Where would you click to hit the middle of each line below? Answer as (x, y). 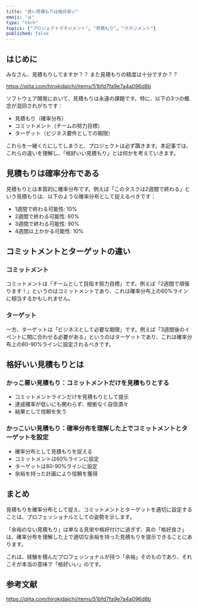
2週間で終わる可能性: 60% (47, 216)
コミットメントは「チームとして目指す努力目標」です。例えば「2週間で (93, 284)
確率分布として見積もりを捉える (53, 451)
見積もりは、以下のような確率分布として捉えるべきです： (86, 196)
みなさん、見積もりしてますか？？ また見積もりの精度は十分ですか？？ (92, 74)
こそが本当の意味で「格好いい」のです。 (55, 564)
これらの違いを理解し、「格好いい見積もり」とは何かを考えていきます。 (92, 153)
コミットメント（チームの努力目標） (59, 125)
